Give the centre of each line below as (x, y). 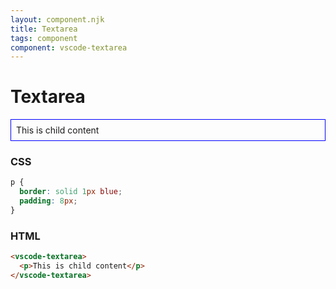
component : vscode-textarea (69, 47)
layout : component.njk (57, 19)
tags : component (44, 38)
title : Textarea (44, 29)
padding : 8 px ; (48, 201)
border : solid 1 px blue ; (71, 192)
